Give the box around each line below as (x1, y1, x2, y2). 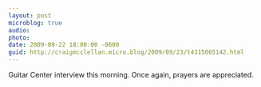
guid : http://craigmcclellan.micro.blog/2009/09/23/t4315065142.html (8, 48, 245, 56)
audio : (8, 26, 30, 34)
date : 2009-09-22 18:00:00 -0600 (8, 41, 120, 49)
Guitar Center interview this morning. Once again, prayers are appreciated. (8, 70, 254, 79)
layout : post (8, 11, 52, 20)
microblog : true (8, 19, 62, 27)
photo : (8, 33, 30, 42)
